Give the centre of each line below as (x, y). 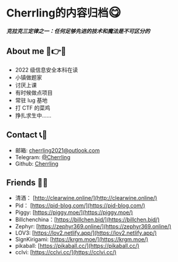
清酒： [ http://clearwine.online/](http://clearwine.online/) (86, 198)
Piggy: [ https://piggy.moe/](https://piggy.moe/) (74, 212)
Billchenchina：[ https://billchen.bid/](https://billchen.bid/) (87, 219)
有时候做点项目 (34, 92)
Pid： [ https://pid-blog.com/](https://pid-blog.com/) (80, 205)
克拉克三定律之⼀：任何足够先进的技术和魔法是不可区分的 (78, 31)
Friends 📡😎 (27, 183)
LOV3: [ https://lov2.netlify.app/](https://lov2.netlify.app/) (86, 233)
